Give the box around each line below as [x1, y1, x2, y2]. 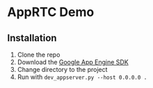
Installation [7, 32, 57, 44]
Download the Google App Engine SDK [17, 58, 129, 66]
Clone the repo [17, 50, 61, 59]
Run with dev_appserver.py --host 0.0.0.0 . [17, 73, 147, 81]
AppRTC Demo [7, 4, 95, 20]
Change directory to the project [17, 66, 108, 73]
